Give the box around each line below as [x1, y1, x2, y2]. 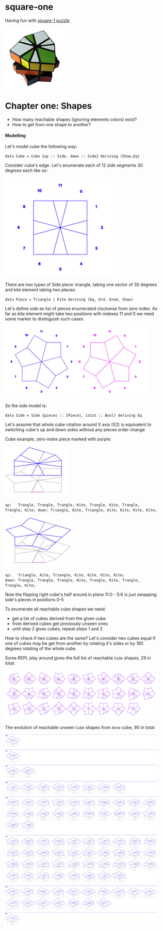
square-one [5, 1, 53, 13]
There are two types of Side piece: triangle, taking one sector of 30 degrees [5, 282, 157, 288]
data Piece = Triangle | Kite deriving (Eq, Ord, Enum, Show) [5, 297, 133, 302]
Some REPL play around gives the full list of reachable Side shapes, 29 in [5, 655, 151, 661]
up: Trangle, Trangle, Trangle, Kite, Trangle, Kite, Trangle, [5, 503, 140, 508]
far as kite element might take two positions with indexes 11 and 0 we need [5, 311, 154, 317]
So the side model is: [5, 403, 47, 409]
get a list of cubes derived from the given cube [12, 616, 106, 622]
